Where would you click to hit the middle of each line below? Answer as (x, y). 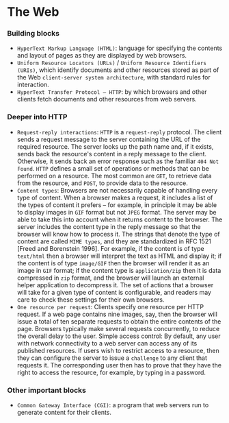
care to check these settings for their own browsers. (91, 300)
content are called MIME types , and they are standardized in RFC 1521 (114, 241)
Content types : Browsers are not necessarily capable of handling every (117, 190)
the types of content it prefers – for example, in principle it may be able (117, 205)
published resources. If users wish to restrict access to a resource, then (118, 350)
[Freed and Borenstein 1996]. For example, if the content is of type (110, 248)
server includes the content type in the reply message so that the (109, 226)
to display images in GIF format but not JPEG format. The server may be (117, 212)
